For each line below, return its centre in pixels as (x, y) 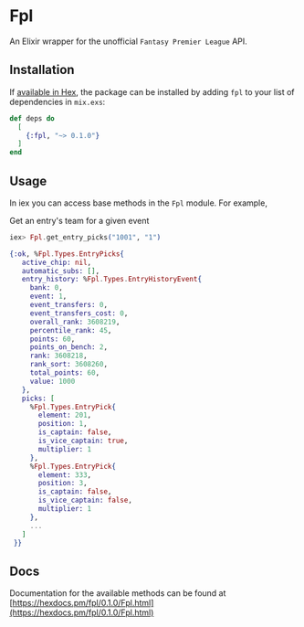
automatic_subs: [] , (61, 271)
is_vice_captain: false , (85, 500)
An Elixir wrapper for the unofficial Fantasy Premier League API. (129, 41)
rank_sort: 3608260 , (68, 365)
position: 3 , (63, 484)
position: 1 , (63, 424)
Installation (42, 70)
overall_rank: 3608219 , (75, 322)
